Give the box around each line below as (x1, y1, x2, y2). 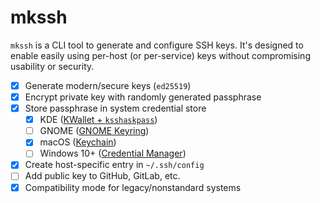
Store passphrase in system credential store (24, 102, 207, 115)
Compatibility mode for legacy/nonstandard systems (24, 181, 242, 193)
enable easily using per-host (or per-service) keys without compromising (10, 49, 311, 61)
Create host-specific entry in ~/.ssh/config (24, 159, 205, 171)
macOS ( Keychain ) (39, 136, 117, 148)
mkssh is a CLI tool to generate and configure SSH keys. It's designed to (10, 39, 304, 51)
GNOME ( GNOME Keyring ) (39, 125, 150, 137)
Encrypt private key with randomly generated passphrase (24, 91, 262, 103)
